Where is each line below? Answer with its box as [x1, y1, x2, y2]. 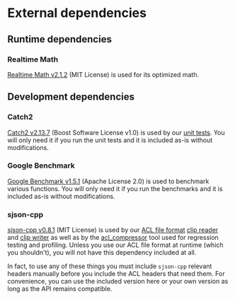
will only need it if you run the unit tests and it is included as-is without [7, 136, 213, 144]
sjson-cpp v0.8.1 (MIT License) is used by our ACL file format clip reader [7, 226, 219, 234]
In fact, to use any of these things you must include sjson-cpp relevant [7, 262, 212, 270]
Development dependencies [7, 91, 134, 103]
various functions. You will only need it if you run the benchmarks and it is [7, 184, 223, 192]
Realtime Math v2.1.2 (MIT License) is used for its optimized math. [7, 70, 200, 79]
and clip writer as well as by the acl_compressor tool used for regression [7, 233, 219, 242]
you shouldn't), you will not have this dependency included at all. [7, 248, 197, 257]
